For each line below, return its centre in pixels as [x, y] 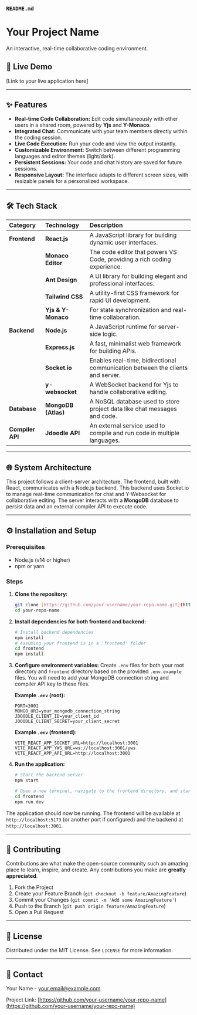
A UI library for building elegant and [138, 276]
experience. [106, 267]
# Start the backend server [49, 775]
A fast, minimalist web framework [135, 344]
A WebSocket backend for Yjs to [134, 385]
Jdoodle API [62, 433]
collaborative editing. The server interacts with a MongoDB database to [92, 500]
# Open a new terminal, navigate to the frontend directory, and [96, 791]
